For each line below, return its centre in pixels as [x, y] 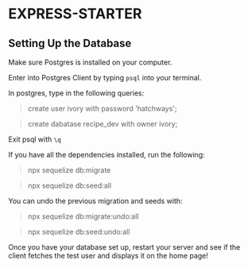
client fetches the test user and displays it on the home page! [108, 256]
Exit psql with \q [35, 139]
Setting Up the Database [70, 43]
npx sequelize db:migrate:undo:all [83, 216]
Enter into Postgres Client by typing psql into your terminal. [105, 78]
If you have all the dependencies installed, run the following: [107, 155]
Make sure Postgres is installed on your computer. [90, 62]
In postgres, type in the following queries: [76, 93]
